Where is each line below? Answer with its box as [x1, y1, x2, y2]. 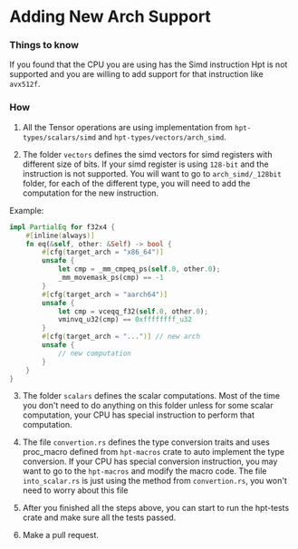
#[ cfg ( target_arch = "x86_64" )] [42, 247, 165, 257]
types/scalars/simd [22, 133, 97, 142]
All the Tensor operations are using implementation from [22, 121, 234, 132]
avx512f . [9, 79, 41, 90]
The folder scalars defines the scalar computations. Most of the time [22, 390, 281, 401]
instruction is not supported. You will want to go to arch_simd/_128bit [22, 168, 283, 178]
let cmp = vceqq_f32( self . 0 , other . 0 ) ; [57, 306, 208, 316]
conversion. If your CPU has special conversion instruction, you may [22, 456, 278, 467]
